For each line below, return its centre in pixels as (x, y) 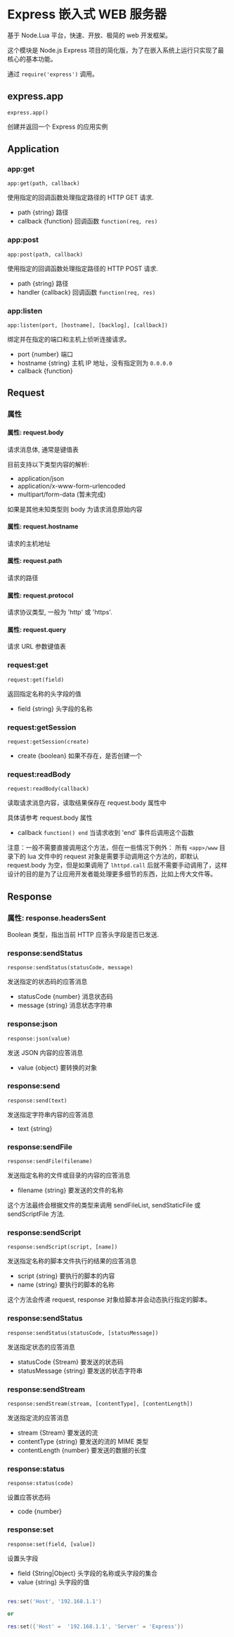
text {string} (35, 1128)
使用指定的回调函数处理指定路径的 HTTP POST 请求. (83, 268)
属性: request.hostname (43, 526)
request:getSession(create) (48, 742)
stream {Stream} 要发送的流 (58, 1433)
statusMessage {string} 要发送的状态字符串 (80, 1371)
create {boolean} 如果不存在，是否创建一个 (80, 756)
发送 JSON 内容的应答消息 (45, 1052)
